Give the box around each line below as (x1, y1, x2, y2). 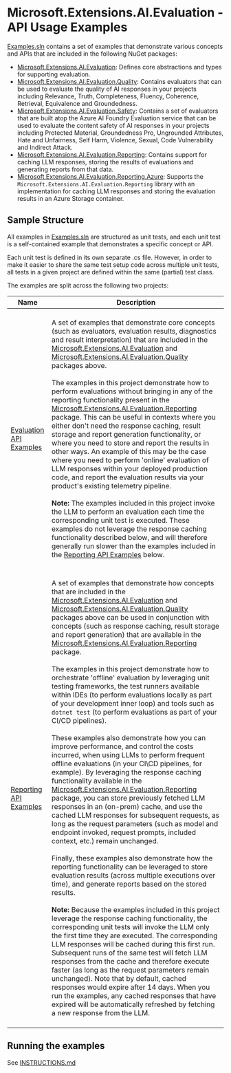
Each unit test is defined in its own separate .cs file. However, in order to (7, 253, 212, 261)
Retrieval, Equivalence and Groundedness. (16, 99, 137, 107)
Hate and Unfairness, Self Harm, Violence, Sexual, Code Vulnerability (16, 136, 214, 144)
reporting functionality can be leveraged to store (51, 862, 208, 871)
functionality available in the (51, 776, 142, 785)
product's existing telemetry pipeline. (51, 481, 172, 490)
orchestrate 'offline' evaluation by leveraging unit (51, 673, 210, 682)
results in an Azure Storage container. (16, 194, 124, 202)
